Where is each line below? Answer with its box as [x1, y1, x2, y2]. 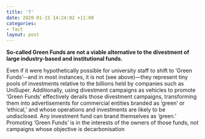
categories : [6, 20, 37, 26]
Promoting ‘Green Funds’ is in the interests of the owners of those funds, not [6, 119, 199, 126]
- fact [6, 26, 23, 32]
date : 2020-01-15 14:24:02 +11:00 [6, 15, 95, 21]
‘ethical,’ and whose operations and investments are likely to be [6, 106, 166, 113]
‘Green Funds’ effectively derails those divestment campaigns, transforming [6, 93, 197, 100]
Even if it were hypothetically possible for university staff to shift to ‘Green [6, 67, 193, 74]
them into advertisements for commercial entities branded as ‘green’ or [6, 99, 185, 107]
